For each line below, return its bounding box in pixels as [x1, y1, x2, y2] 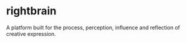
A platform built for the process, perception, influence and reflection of [6, 24, 180, 31]
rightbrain [6, 4, 57, 18]
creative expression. [6, 30, 56, 37]
